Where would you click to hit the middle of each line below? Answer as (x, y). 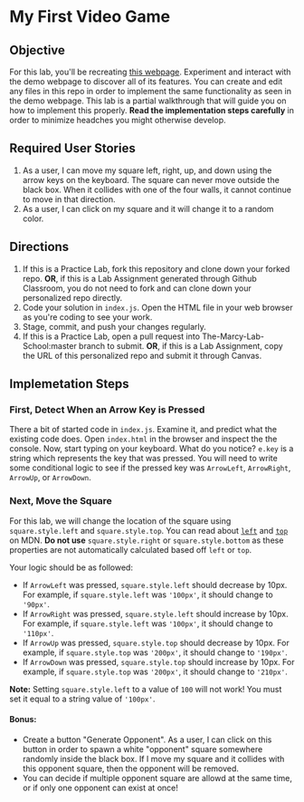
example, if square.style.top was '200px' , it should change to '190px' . (155, 652)
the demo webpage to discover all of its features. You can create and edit (146, 82)
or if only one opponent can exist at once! (100, 788)
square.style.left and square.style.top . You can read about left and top (149, 530)
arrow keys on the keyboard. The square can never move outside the (151, 179)
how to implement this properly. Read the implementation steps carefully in (152, 110)
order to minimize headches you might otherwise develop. (118, 120)
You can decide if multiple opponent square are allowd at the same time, (157, 778)
